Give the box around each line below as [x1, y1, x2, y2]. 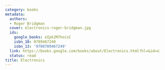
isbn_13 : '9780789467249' [14, 44, 67, 49]
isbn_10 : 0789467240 [14, 39, 56, 44]
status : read [9, 53, 36, 58]
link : [9, 48, 21, 53]
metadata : [5, 12, 26, 17]
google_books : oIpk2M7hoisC [14, 35, 71, 40]
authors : [9, 16, 27, 21]
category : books [5, 7, 38, 12]
